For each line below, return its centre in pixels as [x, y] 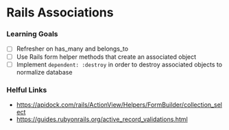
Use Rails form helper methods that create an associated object [106, 57]
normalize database [44, 72]
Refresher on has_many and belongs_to [72, 49]
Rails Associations [60, 13]
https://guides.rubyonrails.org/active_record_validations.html [102, 119]
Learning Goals [33, 34]
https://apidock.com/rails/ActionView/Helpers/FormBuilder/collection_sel [119, 105]
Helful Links [27, 90]
